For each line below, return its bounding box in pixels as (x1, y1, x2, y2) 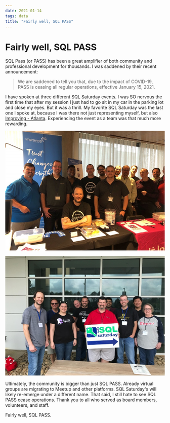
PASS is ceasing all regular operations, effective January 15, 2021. (17, 84, 155, 90)
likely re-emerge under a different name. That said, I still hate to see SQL (5, 392, 157, 398)
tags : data (5, 13, 28, 19)
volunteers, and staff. (5, 402, 50, 408)
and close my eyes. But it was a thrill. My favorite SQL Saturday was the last (5, 104, 163, 111)
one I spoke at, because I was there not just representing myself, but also (5, 110, 158, 116)
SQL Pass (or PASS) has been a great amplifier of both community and (5, 58, 152, 64)
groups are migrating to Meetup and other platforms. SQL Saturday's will (5, 386, 157, 392)
